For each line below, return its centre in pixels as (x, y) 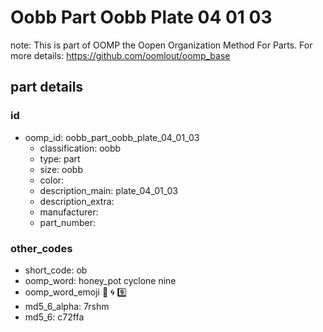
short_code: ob (56, 270)
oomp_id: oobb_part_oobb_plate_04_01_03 (112, 137)
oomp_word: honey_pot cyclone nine (100, 280)
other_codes (41, 248)
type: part (60, 158)
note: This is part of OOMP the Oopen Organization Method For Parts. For (161, 45)
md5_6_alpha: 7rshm (67, 306)
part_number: (67, 222)
